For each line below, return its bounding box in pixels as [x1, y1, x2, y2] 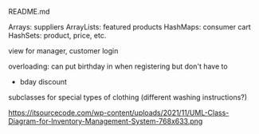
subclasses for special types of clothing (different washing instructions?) [8, 93, 248, 102]
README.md [8, 7, 50, 16]
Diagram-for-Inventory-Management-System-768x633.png [8, 116, 203, 126]
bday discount [19, 77, 68, 86]
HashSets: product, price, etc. [8, 31, 107, 40]
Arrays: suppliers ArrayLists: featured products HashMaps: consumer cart [8, 22, 251, 31]
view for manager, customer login [8, 46, 119, 55]
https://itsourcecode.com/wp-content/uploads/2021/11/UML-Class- [8, 108, 230, 117]
